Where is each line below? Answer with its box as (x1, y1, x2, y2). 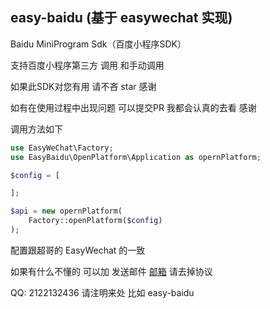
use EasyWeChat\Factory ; (10, 143, 114, 153)
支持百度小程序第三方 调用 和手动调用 (10, 59, 165, 71)
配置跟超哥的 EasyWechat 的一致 (10, 244, 146, 256)
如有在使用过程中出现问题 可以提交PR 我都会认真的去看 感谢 (10, 101, 257, 113)
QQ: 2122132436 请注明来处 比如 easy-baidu (10, 286, 195, 298)
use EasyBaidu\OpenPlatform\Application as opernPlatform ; (10, 152, 262, 162)
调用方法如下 (10, 123, 63, 135)
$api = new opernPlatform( (10, 206, 123, 217)
